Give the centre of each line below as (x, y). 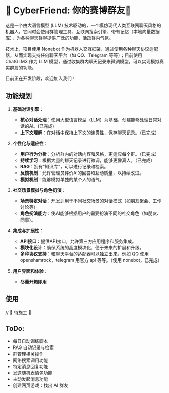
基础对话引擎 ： (28, 109)
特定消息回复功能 (30, 367)
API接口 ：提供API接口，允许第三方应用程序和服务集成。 (78, 241)
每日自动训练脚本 (30, 341)
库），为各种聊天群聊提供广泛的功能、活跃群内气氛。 (59, 38)
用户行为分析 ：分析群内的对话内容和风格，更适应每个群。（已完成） (90, 154)
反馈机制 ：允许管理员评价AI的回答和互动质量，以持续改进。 (82, 173)
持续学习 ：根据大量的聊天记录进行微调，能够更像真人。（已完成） (88, 160)
